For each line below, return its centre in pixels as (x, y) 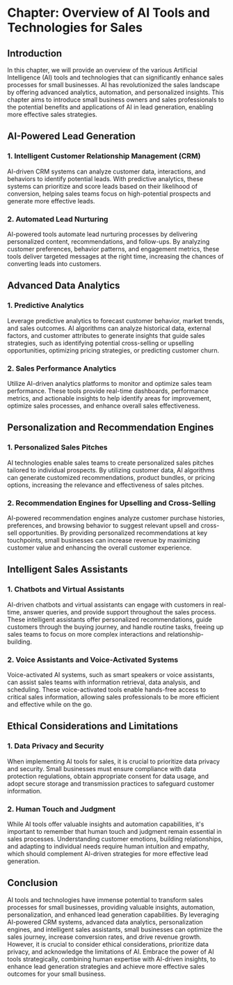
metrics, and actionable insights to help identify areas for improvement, (109, 398)
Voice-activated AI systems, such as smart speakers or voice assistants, (111, 674)
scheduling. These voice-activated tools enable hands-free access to (107, 689)
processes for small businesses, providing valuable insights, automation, (111, 907)
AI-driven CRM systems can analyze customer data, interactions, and (107, 171)
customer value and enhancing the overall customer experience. (99, 548)
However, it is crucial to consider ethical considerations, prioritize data (108, 944)
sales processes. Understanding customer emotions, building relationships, (115, 839)
